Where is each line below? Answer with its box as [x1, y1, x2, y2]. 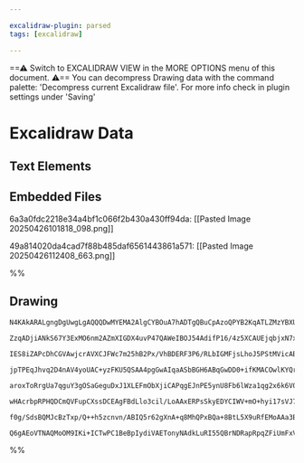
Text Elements [9, 159, 92, 175]
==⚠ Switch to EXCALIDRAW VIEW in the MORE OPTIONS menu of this [9, 62, 276, 73]
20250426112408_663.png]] [9, 250, 116, 260]
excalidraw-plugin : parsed [9, 21, 111, 30]
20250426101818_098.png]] [9, 222, 114, 233]
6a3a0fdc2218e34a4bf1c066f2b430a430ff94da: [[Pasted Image [9, 213, 252, 224]
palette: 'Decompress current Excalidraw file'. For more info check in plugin [9, 81, 290, 92]
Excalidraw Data [9, 123, 134, 143]
